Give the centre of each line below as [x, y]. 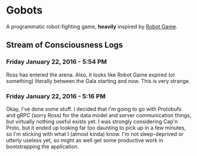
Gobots [24, 10]
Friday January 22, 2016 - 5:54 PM [56, 62]
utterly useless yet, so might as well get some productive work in [85, 140]
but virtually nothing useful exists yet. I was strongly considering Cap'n [92, 121]
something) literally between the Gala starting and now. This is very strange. [98, 81]
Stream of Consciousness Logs [65, 45]
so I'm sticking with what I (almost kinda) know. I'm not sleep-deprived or [95, 134]
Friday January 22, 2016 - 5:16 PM [56, 96]
